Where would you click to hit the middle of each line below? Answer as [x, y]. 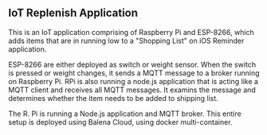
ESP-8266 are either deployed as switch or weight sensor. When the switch [132, 64]
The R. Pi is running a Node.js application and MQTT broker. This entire [125, 114]
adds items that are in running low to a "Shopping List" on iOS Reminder [126, 40]
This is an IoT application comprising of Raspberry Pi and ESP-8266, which [132, 32]
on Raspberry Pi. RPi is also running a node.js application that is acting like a [133, 81]
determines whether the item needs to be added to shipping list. [114, 98]
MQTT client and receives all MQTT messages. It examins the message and [132, 90]
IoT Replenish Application [73, 13]
